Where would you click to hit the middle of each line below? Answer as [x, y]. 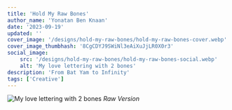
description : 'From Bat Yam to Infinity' [69, 72]
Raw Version [121, 99]
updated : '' [25, 33]
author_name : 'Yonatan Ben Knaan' [58, 20]
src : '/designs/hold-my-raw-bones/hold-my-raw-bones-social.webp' [119, 60]
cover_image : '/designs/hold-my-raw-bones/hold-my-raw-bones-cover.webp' [117, 40]
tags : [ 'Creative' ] [36, 79]
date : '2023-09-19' [36, 27]
